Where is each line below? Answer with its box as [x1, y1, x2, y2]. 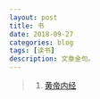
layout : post [9, 12, 58, 22]
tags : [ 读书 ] [9, 46, 55, 55]
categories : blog [9, 37, 74, 47]
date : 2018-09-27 [9, 29, 74, 38]
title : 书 [9, 21, 45, 30]
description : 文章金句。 [9, 54, 96, 63]
